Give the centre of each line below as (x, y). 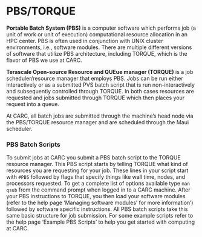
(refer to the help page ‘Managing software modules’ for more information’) (100, 203)
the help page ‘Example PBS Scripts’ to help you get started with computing (101, 222)
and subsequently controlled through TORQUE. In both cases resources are (100, 91)
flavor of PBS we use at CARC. (44, 60)
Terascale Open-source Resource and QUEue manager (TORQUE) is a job (100, 72)
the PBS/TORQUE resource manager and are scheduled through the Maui (98, 122)
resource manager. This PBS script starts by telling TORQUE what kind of (97, 164)
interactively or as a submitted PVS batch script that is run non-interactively (101, 85)
